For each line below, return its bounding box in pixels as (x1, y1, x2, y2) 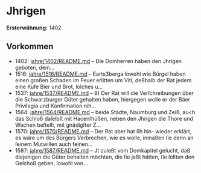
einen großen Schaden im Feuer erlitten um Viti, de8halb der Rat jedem (14, 76, 192, 83)
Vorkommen (6, 41, 54, 52)
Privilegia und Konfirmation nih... (14, 102, 97, 109)
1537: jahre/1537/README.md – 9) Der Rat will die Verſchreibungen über (14, 89, 194, 97)
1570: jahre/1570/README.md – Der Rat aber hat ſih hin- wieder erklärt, (14, 127, 192, 135)
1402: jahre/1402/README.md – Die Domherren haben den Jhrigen (14, 57, 182, 64)
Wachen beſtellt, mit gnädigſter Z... (14, 121, 101, 129)
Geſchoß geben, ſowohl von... (14, 159, 88, 166)
